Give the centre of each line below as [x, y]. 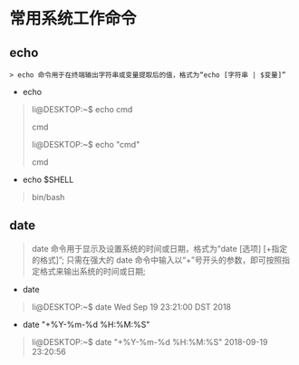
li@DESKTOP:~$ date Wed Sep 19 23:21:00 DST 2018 [131, 307]
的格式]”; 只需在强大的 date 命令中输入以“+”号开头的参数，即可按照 [157, 260]
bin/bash [48, 197]
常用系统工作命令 [73, 19]
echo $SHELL [48, 179]
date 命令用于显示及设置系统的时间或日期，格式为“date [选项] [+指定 [159, 248]
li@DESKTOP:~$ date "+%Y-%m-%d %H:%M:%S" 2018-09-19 [149, 341]
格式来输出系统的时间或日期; [93, 271]
